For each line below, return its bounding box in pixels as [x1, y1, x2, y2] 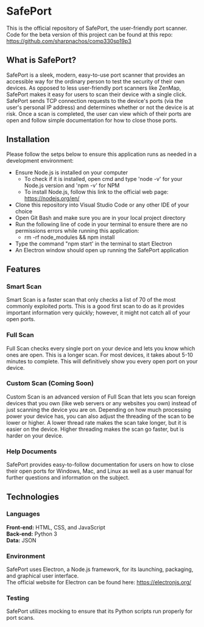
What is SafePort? [6, 55, 77, 65]
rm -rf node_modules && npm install [24, 233, 115, 241]
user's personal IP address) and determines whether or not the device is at [6, 104, 194, 111]
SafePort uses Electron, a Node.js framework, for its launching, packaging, [6, 565, 194, 573]
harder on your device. [6, 431, 64, 439]
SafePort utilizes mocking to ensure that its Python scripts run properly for [6, 608, 193, 615]
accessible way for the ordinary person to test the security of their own [6, 77, 185, 85]
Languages [6, 510, 41, 519]
